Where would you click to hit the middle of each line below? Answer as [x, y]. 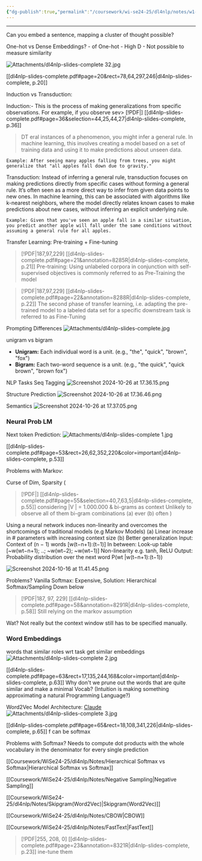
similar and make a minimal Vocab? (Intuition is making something [88, 689]
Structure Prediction [31, 394]
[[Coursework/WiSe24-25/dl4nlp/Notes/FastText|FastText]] [80, 827]
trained [30, 310]
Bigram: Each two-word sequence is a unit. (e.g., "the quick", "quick [99, 364]
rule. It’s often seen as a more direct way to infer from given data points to [98, 190]
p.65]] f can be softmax [61, 732]
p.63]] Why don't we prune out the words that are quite [118, 683]
